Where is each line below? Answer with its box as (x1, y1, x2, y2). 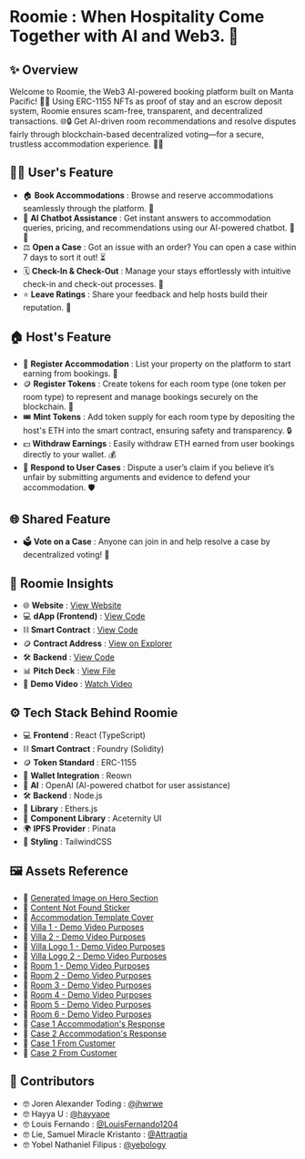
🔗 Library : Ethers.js (22, 804, 98, 815)
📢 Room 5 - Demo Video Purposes (22, 999, 152, 1010)
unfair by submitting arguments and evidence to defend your (22, 471, 251, 482)
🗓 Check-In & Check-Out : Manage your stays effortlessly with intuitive (22, 265, 291, 276)
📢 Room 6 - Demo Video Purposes (22, 1009, 152, 1020)
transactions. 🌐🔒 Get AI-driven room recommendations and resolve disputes (9, 116, 297, 127)
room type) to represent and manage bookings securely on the (22, 391, 259, 402)
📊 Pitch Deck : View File (22, 665, 117, 676)
